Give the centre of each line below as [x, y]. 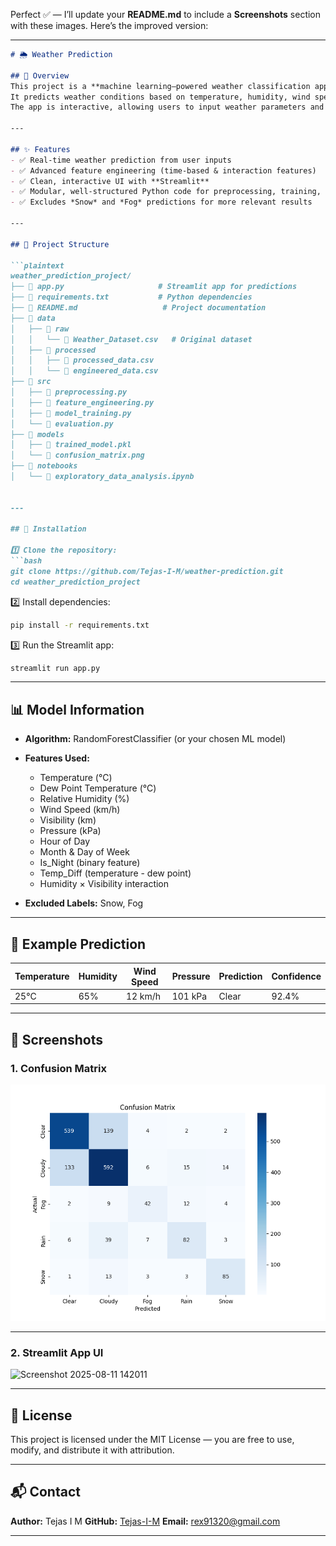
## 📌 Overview [40, 75]
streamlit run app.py [55, 668]
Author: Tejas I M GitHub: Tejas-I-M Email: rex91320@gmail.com [145, 1521]
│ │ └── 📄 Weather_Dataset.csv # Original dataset [131, 339]
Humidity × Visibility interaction [104, 884]
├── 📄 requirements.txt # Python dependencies [131, 297]
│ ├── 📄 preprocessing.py [69, 392]
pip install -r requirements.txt [80, 625]
